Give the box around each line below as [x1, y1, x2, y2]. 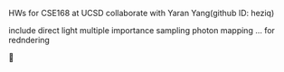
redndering [8, 35, 51, 45]
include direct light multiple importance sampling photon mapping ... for [8, 25, 275, 35]
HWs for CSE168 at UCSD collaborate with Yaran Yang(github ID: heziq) [8, 8, 275, 18]
